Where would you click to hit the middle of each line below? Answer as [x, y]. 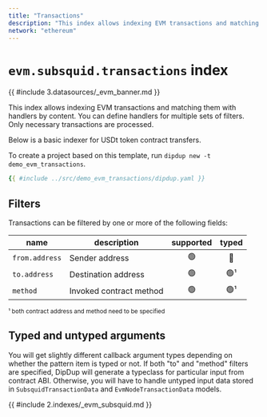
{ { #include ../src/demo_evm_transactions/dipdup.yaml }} [107, 179]
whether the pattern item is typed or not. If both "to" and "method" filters [128, 363]
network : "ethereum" [43, 30]
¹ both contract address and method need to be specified [87, 312]
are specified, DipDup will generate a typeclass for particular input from [126, 371]
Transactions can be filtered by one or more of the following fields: [118, 223]
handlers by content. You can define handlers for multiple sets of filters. [127, 116]
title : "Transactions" [46, 16]
